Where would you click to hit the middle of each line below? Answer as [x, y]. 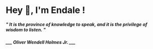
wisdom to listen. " [26, 29]
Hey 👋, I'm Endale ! [46, 10]
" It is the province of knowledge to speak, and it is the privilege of [76, 24]
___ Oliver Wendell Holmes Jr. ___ [41, 42]
